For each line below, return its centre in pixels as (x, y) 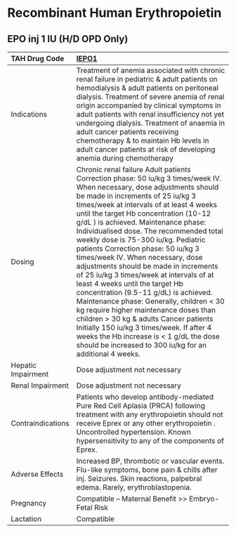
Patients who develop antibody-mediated (145, 397)
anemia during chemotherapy (125, 158)
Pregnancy (29, 503)
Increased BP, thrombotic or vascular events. (150, 461)
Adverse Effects (37, 474)
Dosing (22, 262)
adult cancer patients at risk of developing (146, 149)
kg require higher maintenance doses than (146, 310)
